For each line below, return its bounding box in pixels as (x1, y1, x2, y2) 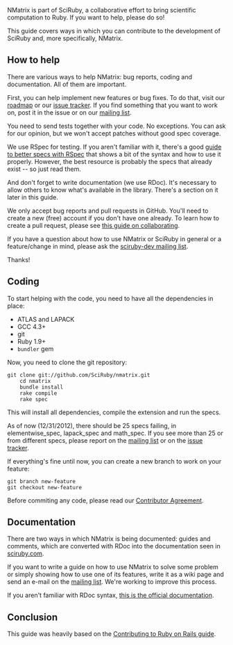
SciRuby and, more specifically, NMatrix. (7, 34, 123, 42)
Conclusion (7, 611, 58, 623)
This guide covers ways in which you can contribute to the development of (7, 27, 221, 35)
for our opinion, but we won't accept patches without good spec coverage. (7, 129, 221, 138)
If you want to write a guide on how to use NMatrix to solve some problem (7, 563, 218, 571)
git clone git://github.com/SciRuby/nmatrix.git (7, 371, 150, 378)
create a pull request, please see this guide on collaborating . (7, 221, 180, 229)
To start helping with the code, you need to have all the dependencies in (7, 294, 214, 302)
